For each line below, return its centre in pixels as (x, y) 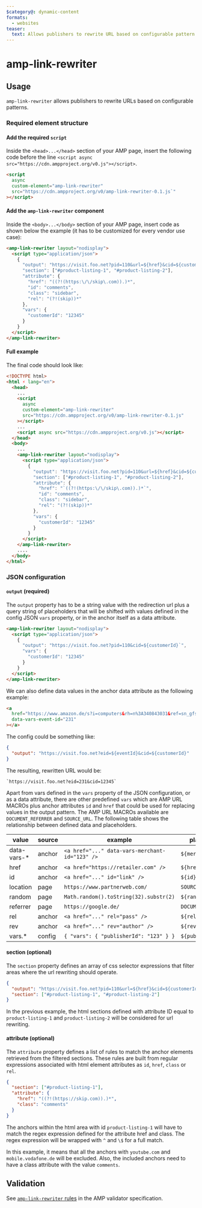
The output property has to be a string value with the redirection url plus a (98, 605)
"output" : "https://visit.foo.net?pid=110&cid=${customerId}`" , (104, 646)
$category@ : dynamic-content (43, 12)
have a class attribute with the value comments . (63, 1165)
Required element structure (47, 123)
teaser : (16, 29)
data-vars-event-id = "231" (44, 719)
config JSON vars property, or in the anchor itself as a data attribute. (91, 617)
